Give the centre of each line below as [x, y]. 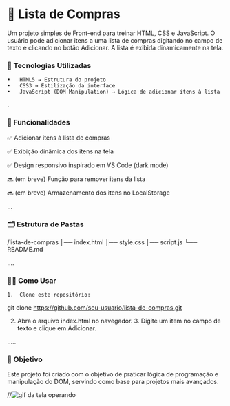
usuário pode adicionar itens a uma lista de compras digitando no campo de [115, 40]
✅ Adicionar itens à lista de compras [59, 138]
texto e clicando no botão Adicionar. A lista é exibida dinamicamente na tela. [115, 47]
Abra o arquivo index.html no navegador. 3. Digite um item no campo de [119, 321]
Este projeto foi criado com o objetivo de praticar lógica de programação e [113, 374]
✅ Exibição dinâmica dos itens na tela [61, 151]
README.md [25, 249]
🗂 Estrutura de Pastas [45, 224]
